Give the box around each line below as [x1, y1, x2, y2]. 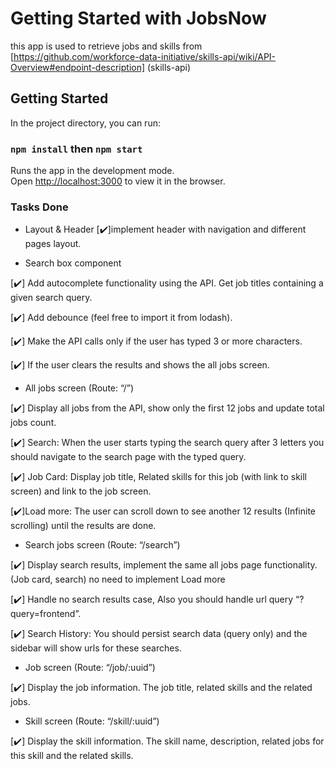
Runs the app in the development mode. [10, 165, 175, 177]
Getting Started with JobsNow [10, 7, 267, 30]
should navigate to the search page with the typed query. [10, 451, 247, 463]
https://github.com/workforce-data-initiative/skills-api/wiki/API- [13, 50, 277, 62]
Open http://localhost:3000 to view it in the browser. [10, 175, 226, 187]
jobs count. [10, 417, 57, 429]
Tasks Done [10, 200, 69, 214]
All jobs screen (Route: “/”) [24, 382, 135, 394]
